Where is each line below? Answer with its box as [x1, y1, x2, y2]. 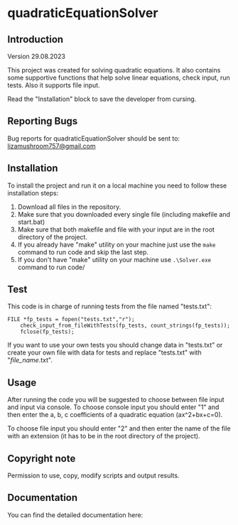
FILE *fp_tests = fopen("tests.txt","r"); [7, 316, 135, 323]
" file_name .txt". [7, 356, 53, 364]
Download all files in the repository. [17, 202, 121, 211]
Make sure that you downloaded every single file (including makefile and [17, 210, 231, 218]
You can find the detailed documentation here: [7, 510, 144, 519]
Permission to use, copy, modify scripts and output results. [7, 471, 180, 480]
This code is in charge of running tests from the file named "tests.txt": [7, 302, 212, 310]
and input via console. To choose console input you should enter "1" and [7, 403, 220, 411]
